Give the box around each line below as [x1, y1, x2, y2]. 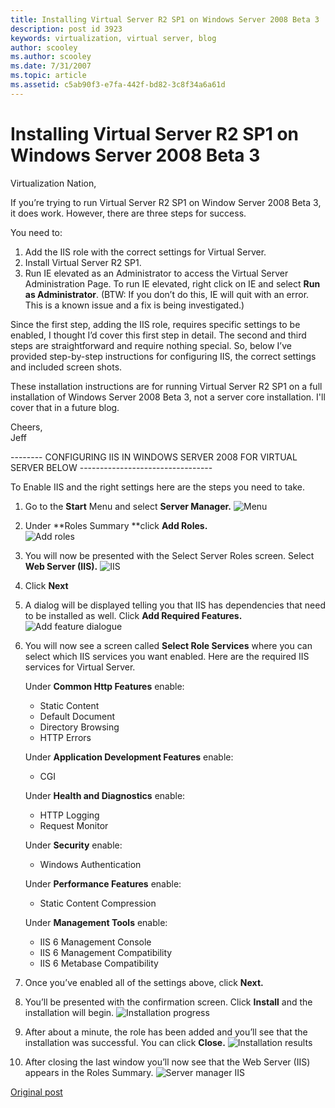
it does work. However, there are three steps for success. [10, 207, 247, 219]
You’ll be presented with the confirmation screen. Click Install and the [24, 996, 313, 1008]
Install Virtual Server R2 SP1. [24, 256, 142, 268]
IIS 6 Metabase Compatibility [39, 957, 159, 969]
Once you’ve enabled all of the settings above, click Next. [24, 976, 264, 988]
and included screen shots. [10, 361, 123, 373]
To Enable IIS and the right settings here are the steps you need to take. [10, 481, 305, 493]
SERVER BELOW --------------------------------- [10, 461, 213, 473]
